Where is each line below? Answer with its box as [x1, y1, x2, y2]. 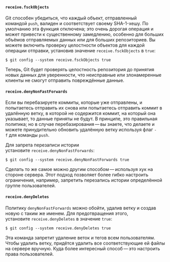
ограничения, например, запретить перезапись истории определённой [5, 177, 162, 183]
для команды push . [9, 132, 50, 138]
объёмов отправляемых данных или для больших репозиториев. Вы [5, 37, 156, 43]
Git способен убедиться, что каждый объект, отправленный [5, 15, 137, 21]
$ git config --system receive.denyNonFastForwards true [5, 157, 130, 163]
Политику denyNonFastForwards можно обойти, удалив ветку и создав [5, 205, 156, 211]
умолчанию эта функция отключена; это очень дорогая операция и [5, 26, 154, 32]
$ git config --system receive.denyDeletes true [5, 226, 111, 231]
